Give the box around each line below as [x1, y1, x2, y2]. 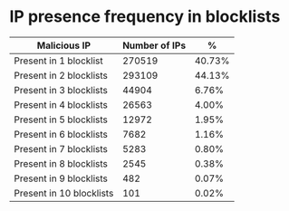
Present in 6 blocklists [14, 128, 109, 140]
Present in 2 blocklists [14, 69, 109, 82]
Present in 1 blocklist [14, 54, 103, 67]
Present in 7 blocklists [14, 142, 109, 155]
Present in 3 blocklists [14, 83, 109, 96]
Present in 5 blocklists [14, 113, 109, 126]
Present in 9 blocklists [14, 172, 109, 185]
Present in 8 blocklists [14, 157, 109, 169]
